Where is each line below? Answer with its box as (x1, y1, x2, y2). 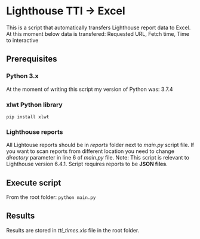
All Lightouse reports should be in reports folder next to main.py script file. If (6, 142, 195, 149)
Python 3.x (6, 72, 39, 80)
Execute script (6, 177, 61, 188)
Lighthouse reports (6, 127, 63, 136)
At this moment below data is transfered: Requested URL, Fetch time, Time (6, 30, 190, 37)
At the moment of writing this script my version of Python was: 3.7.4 (6, 85, 173, 93)
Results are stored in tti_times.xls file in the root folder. (6, 226, 140, 234)
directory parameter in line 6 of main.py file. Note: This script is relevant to (6, 154, 190, 161)
